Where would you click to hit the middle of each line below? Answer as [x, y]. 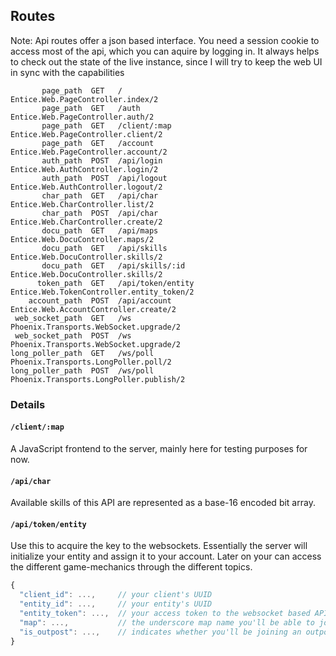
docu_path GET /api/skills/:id [113, 265]
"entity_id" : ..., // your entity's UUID [116, 604]
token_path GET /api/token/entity [115, 283]
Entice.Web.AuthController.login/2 [84, 169]
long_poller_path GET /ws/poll [82, 353]
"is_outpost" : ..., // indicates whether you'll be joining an [160, 632]
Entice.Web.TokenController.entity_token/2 [102, 292]
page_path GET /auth [91, 108]
